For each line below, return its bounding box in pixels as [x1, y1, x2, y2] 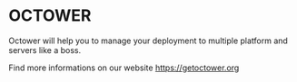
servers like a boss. [8, 44, 82, 55]
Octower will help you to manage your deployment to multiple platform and [8, 35, 288, 46]
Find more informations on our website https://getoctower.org [8, 62, 240, 73]
